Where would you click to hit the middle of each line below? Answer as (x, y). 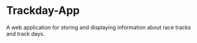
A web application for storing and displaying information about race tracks (99, 27)
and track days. (26, 33)
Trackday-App (43, 11)
